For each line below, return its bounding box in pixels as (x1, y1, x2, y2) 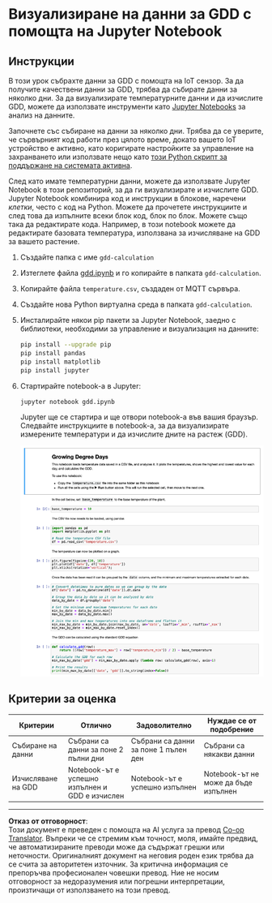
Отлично (80, 720, 112, 730)
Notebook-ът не (203, 769, 260, 779)
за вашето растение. (8, 237, 80, 246)
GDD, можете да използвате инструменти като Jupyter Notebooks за (8, 102, 246, 111)
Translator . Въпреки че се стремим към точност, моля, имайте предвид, (8, 833, 259, 844)
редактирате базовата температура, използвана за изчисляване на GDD (8, 228, 261, 238)
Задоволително (136, 720, 192, 730)
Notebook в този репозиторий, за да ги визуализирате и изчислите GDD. (8, 185, 259, 195)
